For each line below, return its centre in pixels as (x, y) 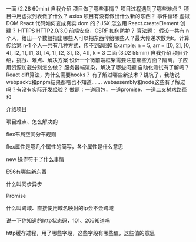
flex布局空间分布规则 (31, 134)
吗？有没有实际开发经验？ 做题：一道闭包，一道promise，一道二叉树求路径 (97, 89)
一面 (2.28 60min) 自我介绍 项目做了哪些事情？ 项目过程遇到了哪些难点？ (94, 9)
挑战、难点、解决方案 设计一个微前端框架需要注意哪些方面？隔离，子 (99, 60)
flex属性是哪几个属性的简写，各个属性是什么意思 (65, 147)
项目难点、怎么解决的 (32, 122)
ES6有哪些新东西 (26, 172)
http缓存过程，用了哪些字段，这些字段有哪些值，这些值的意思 (81, 233)
